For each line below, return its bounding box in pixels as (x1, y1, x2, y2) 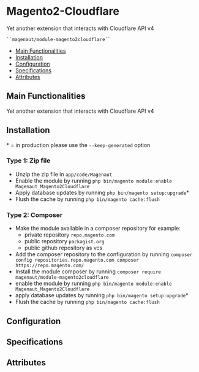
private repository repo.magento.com (24, 231, 115, 238)
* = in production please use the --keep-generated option (6, 141, 151, 148)
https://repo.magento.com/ (15, 262, 84, 269)
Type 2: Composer (6, 210, 63, 219)
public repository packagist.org (24, 238, 105, 245)
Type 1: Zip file (6, 156, 51, 165)
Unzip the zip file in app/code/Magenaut (15, 170, 113, 178)
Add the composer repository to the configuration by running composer (15, 251, 193, 258)
